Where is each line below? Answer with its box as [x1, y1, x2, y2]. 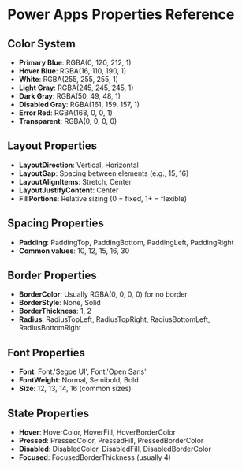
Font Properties [7, 345, 86, 360]
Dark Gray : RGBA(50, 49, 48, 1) [18, 91, 121, 100]
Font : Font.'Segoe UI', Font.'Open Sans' [18, 367, 147, 376]
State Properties [7, 406, 90, 420]
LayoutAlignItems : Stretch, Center [18, 177, 132, 186]
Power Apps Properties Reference [7, 6, 235, 24]
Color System [7, 37, 76, 50]
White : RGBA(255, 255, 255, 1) [18, 75, 119, 84]
